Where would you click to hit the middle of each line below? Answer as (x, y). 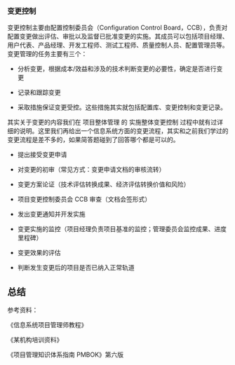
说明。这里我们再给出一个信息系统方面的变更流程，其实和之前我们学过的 (124, 131)
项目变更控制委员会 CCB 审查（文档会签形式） (84, 199)
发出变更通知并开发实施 (51, 214)
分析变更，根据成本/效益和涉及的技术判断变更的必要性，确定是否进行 (117, 69)
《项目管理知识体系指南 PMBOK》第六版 (66, 354)
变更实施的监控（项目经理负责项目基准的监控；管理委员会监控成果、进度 (122, 229)
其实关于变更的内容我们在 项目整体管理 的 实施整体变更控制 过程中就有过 (112, 122)
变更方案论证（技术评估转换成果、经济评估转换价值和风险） (103, 184)
